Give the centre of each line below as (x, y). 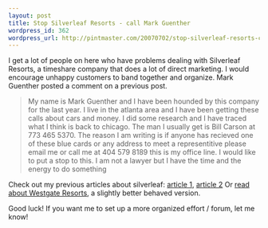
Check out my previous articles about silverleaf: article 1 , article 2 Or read (129, 185)
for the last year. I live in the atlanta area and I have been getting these (143, 110)
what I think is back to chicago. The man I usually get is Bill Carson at (142, 127)
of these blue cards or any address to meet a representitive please (137, 143)
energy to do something (67, 169)
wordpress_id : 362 (39, 30)
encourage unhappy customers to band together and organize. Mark (121, 77)
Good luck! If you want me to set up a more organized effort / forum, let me (132, 209)
